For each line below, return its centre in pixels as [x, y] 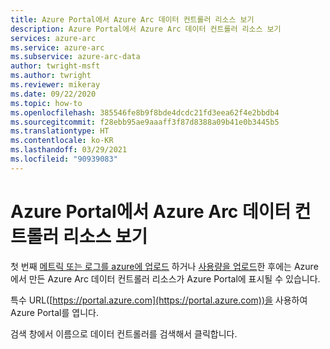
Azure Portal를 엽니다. [54, 312]
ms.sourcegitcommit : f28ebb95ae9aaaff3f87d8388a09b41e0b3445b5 [145, 122]
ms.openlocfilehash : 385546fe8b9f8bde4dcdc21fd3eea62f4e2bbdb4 [145, 112]
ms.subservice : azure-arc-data [75, 57]
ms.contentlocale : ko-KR [62, 141]
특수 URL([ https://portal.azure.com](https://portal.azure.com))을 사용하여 [159, 300]
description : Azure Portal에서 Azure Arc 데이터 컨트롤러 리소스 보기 [146, 29]
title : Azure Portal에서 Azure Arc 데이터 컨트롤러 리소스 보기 [132, 19]
